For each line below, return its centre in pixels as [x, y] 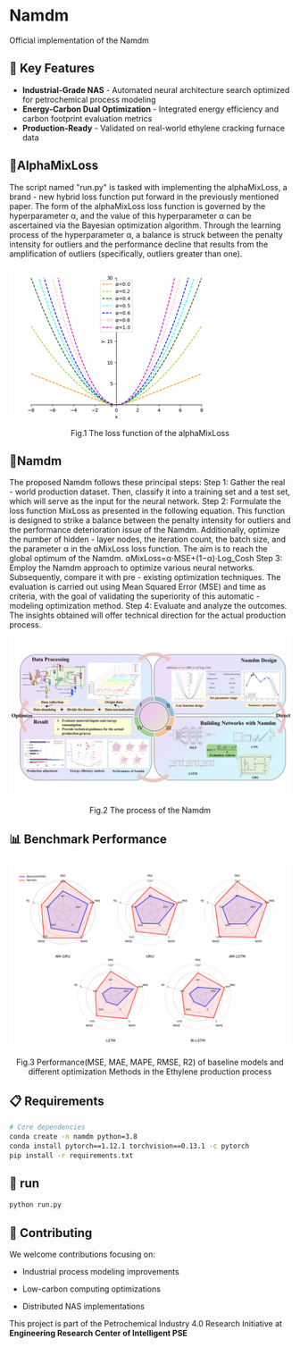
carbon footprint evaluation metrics [87, 118]
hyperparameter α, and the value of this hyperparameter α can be [130, 215]
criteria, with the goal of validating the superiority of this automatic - [135, 596]
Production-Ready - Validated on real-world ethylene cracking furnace [154, 128]
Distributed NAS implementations [83, 1307]
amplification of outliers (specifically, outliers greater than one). [126, 253]
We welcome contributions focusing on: [83, 1254]
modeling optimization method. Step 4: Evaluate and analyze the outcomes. [148, 606]
